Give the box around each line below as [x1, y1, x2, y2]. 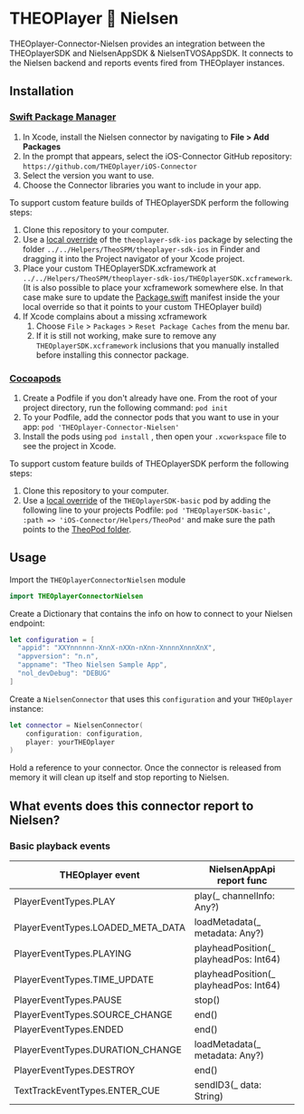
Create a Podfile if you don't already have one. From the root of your [22, 392, 278, 403]
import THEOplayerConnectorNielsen [9, 591, 144, 600]
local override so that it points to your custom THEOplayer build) [22, 301, 262, 312]
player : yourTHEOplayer [25, 737, 116, 746]
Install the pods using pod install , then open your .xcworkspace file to [22, 430, 287, 442]
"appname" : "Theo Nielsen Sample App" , [17, 660, 168, 669]
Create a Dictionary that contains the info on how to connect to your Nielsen [9, 608, 293, 619]
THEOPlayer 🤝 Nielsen [9, 8, 179, 29]
